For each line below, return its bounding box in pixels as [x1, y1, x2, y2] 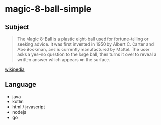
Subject [5, 23, 29, 31]
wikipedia [5, 66, 25, 72]
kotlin [12, 99, 24, 104]
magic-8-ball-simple [5, 3, 92, 15]
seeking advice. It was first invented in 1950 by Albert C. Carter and [17, 41, 154, 47]
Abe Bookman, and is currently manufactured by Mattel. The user [17, 47, 150, 52]
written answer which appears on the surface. [17, 57, 110, 62]
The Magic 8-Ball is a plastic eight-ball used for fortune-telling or [17, 36, 149, 42]
